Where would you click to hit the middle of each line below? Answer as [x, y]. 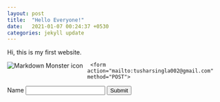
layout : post [26, 13]
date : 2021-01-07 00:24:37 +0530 [58, 26]
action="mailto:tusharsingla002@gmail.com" [150, 71]
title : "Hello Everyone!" [46, 20]
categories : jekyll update [46, 33]
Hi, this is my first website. [45, 52]
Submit [119, 91]
